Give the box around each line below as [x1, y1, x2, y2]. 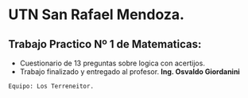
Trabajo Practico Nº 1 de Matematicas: [8, 37, 202, 51]
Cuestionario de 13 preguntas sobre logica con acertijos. [19, 58, 205, 68]
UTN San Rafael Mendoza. [8, 6, 185, 24]
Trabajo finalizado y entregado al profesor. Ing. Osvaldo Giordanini [19, 67, 240, 76]
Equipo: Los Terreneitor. [8, 82, 94, 90]
